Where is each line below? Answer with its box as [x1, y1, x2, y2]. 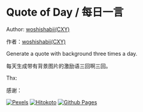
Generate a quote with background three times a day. [6, 50, 138, 57]
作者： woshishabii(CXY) [6, 38, 66, 45]
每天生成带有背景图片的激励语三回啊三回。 [6, 62, 111, 69]
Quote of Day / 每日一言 [6, 5, 124, 19]
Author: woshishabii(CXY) [6, 25, 70, 33]
